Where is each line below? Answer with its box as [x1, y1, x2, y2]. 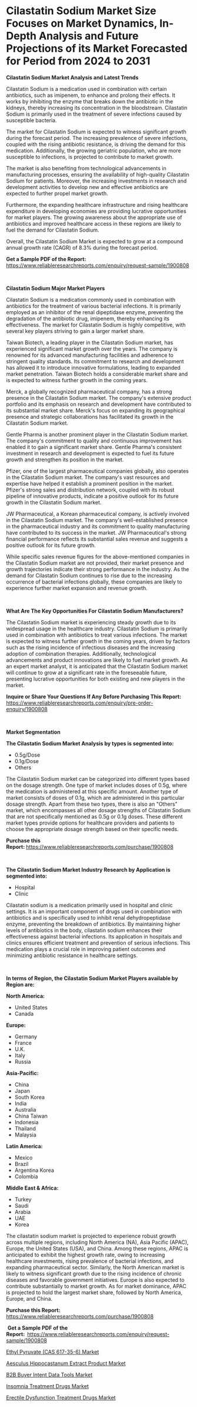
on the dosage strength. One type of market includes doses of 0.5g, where [6, 781, 187, 789]
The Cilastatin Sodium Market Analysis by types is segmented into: [6, 740, 174, 747]
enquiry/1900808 [6, 705, 48, 712]
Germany [14, 1033, 37, 1040]
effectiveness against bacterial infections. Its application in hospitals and [6, 933, 182, 940]
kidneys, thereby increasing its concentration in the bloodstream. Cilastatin [6, 104, 188, 111]
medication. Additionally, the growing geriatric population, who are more [6, 146, 181, 154]
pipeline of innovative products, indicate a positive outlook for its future [6, 492, 179, 500]
